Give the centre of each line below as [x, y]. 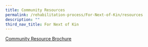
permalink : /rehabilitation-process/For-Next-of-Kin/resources [74, 15]
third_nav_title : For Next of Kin [42, 24]
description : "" [23, 19]
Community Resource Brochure [38, 39]
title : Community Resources [35, 10]
